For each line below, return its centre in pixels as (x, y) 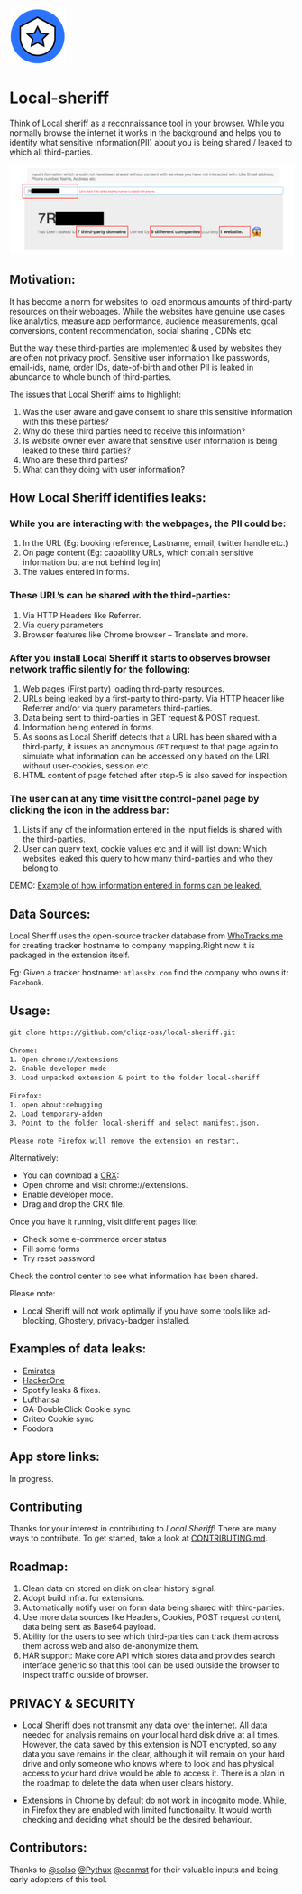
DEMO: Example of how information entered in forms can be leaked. (136, 886)
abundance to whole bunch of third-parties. (90, 377)
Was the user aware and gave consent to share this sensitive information (157, 411)
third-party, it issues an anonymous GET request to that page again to (150, 746)
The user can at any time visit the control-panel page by (134, 798)
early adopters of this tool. (59, 1879)
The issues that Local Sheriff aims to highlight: (96, 394)
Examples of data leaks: (78, 1349)
